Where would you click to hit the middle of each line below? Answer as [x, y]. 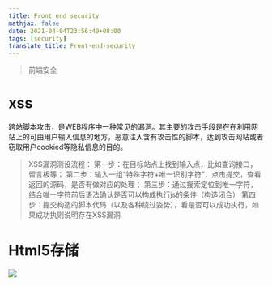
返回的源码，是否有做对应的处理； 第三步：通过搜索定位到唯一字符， [142, 185]
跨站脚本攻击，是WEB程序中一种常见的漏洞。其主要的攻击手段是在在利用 [130, 127]
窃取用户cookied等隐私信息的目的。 [68, 147]
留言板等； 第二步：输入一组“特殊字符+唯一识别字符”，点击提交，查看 [144, 174]
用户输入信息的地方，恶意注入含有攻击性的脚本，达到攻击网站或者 [153, 137]
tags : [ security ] [38, 38]
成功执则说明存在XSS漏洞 [78, 215]
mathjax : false [34, 23]
